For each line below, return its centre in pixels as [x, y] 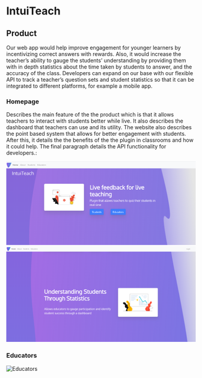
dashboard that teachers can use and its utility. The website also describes [99, 127]
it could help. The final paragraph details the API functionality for [86, 147]
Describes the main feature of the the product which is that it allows [90, 115]
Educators [22, 356]
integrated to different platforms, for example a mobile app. [79, 86]
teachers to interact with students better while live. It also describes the [95, 121]
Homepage [23, 102]
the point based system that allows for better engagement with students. [96, 134]
